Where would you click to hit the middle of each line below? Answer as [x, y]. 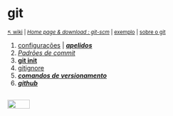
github [27, 83]
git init [27, 60]
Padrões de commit [47, 53]
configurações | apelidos [55, 45]
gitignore [31, 68]
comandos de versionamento [62, 75]
